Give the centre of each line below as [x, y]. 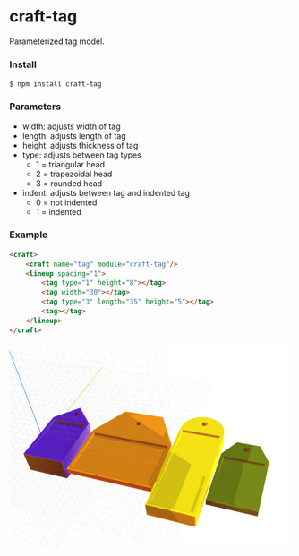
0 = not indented [66, 202]
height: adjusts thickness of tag [80, 145]
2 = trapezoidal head [74, 174]
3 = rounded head [69, 183]
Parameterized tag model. [57, 41]
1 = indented [59, 211]
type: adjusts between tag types [81, 155]
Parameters [35, 107]
